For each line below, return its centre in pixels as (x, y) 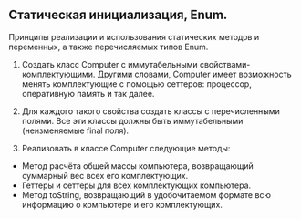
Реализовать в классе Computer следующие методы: (126, 148)
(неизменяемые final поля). (75, 130)
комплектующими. (58, 74)
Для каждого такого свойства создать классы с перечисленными (150, 111)
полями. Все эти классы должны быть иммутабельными (132, 120)
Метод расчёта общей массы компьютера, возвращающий (137, 166)
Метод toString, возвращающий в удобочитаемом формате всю (146, 194)
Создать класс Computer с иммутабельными (109, 64)
